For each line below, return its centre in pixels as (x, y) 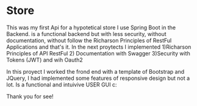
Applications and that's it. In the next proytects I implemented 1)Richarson (99, 47)
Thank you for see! (30, 96)
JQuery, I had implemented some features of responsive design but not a (98, 78)
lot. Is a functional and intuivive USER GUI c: (62, 84)
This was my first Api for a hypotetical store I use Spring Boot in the (91, 27)
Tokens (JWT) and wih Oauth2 (45, 60)
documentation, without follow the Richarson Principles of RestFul (89, 40)
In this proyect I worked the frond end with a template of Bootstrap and (95, 71)
